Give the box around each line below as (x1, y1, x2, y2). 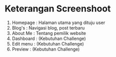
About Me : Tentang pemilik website (11, 30, 86, 36)
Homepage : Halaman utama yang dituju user (11, 19, 105, 25)
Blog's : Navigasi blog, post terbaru (11, 24, 85, 30)
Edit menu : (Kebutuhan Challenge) (11, 40, 84, 46)
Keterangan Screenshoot (4, 3, 111, 14)
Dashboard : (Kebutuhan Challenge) (11, 35, 86, 41)
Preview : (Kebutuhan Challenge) (11, 46, 80, 52)
